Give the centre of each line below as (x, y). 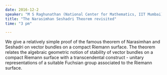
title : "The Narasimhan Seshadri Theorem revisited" (61, 19)
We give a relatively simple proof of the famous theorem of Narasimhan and (83, 42)
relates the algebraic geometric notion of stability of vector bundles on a (79, 52)
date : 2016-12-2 (22, 10)
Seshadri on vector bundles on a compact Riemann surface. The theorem (80, 47)
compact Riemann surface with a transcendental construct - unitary (75, 58)
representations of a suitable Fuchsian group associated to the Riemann (79, 63)
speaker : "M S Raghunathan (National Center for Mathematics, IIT (75, 14)
